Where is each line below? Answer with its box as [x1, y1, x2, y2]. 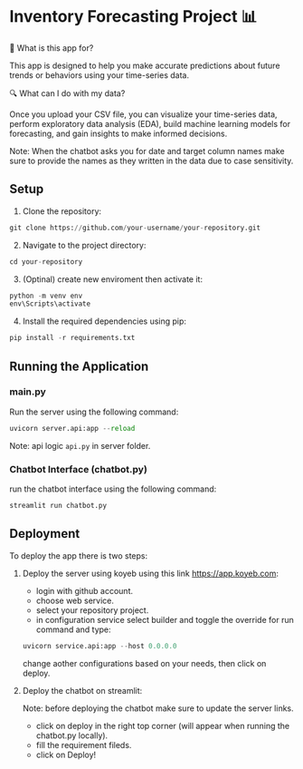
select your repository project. [35, 604, 149, 616]
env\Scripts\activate [9, 299, 91, 308]
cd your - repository [9, 257, 83, 267]
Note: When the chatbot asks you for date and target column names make [9, 145, 285, 156]
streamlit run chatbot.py [9, 501, 107, 510]
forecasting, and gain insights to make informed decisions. [9, 128, 228, 139]
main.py [9, 385, 47, 398]
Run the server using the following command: [9, 406, 179, 417]
